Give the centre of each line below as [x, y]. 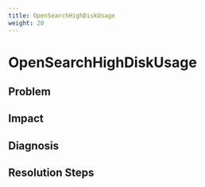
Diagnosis [34, 145]
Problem [30, 92]
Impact [26, 119]
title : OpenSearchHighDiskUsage [62, 16]
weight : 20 [26, 23]
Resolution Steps [51, 173]
